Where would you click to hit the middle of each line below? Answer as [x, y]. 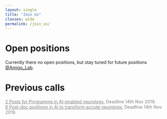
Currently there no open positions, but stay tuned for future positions [76, 62]
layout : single [21, 10]
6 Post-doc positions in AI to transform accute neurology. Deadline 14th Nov [84, 107]
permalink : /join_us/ [28, 24]
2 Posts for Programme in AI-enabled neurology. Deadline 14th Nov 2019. [80, 102]
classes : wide [20, 19]
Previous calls [35, 88]
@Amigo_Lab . [19, 67]
